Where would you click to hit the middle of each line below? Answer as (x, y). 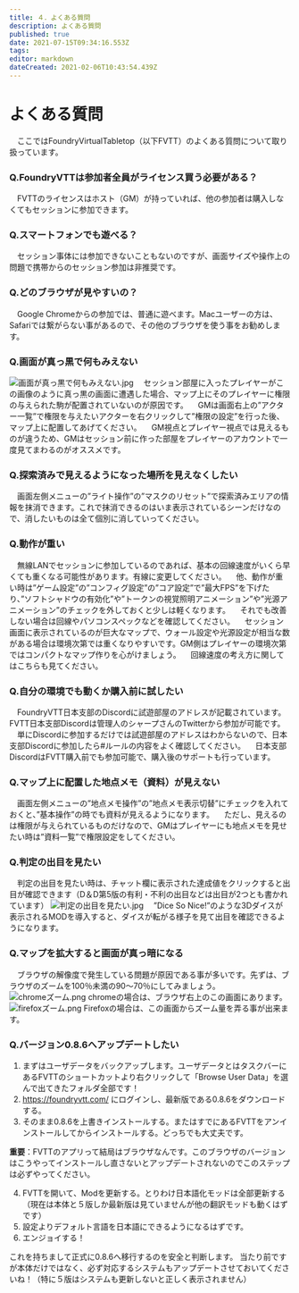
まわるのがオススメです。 (79, 449)
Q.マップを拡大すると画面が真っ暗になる (96, 953)
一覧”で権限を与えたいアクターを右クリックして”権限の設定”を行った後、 (150, 416)
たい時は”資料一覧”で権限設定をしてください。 (95, 837)
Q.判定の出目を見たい (55, 862)
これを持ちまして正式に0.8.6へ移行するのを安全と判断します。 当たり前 (141, 1257)
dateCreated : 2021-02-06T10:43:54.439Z (83, 68)
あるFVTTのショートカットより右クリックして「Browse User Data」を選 (155, 1077)
